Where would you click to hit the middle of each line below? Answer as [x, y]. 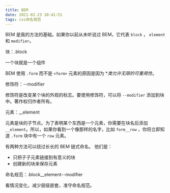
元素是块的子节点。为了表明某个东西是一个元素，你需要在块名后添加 [77, 123]
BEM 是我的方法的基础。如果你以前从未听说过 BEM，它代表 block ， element [85, 35]
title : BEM [17, 10]
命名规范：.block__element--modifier [44, 175]
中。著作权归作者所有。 [30, 101]
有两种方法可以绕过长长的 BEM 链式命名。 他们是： [59, 147]
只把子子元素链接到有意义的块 [44, 157]
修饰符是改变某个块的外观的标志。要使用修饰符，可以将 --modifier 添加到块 [85, 95]
